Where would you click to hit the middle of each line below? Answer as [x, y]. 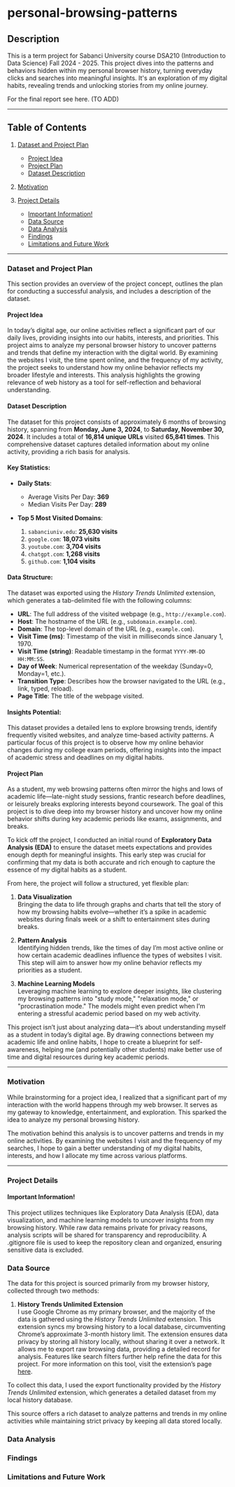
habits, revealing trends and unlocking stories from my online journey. [108, 85]
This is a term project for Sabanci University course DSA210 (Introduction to [116, 55]
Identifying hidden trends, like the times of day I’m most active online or [120, 948]
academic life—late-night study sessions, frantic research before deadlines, [116, 796]
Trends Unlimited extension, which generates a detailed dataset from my [112, 1393]
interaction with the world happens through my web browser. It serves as [113, 1105]
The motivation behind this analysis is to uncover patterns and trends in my [115, 1133]
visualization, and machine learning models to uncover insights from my [111, 1220]
